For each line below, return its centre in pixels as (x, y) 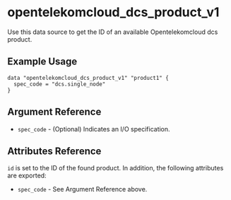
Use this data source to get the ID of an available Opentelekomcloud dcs (113, 32)
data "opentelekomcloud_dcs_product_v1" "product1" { (88, 78)
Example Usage (42, 62)
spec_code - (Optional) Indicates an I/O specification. (94, 129)
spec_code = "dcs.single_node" (60, 84)
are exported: (27, 176)
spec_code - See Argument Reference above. (82, 189)
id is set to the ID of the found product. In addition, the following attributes (115, 168)
